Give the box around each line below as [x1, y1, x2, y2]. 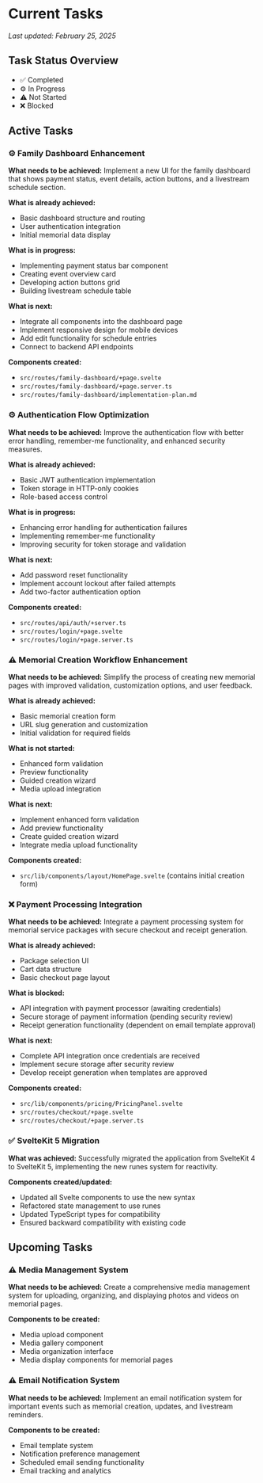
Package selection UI [19, 956, 89, 966]
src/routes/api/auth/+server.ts [19, 619, 126, 627]
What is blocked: [8, 988, 65, 998]
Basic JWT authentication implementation [19, 475, 156, 484]
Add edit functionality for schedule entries [19, 334, 157, 343]
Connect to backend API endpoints [19, 342, 134, 352]
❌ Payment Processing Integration [8, 898, 143, 909]
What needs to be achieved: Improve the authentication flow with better [8, 427, 244, 437]
